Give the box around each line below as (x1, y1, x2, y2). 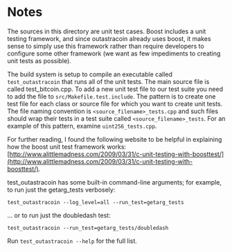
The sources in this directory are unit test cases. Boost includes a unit (7, 27, 206, 35)
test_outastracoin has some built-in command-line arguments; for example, (7, 178, 222, 186)
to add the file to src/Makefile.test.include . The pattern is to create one (7, 92, 216, 101)
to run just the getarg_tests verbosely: (7, 185, 116, 194)
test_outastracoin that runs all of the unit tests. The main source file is (7, 77, 210, 85)
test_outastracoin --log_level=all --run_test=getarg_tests (7, 199, 185, 205)
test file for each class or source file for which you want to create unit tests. (7, 99, 223, 108)
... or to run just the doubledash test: (7, 211, 111, 219)
